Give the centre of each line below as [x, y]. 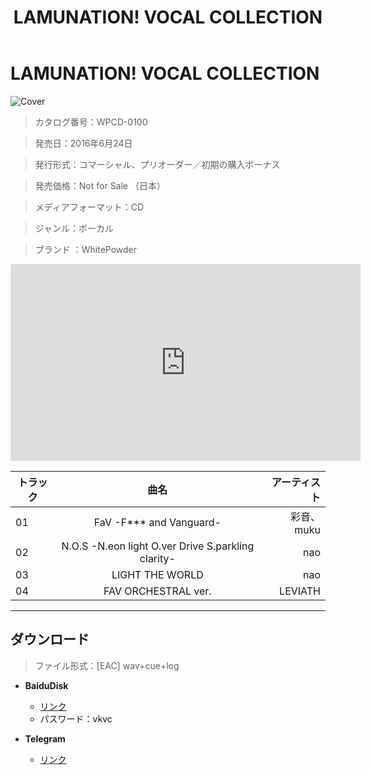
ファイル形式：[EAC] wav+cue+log [107, 665]
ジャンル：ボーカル [74, 228]
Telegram [45, 738]
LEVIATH [300, 591]
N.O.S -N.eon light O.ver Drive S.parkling [158, 546]
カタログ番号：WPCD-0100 [91, 122]
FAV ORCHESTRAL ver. [157, 591]
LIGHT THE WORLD [157, 574]
